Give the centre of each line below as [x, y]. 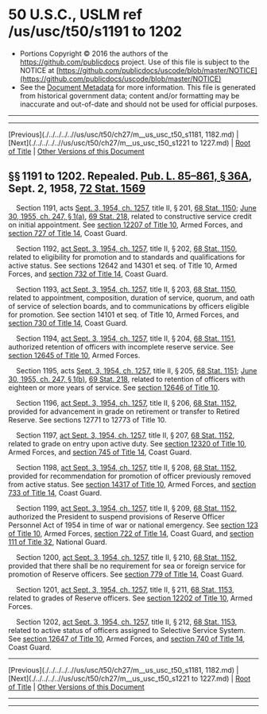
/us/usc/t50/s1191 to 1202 [95, 31]
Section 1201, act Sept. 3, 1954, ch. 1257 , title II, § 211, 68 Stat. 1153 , [125, 589]
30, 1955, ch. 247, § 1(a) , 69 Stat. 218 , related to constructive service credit [130, 216]
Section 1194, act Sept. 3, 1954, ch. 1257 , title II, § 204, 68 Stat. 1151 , [126, 338]
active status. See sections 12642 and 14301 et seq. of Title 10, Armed [123, 265]
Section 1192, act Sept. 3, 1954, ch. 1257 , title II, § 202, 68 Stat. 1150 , [126, 249]
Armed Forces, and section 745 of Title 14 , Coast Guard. [100, 452]
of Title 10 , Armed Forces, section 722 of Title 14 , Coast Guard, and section [131, 533]
